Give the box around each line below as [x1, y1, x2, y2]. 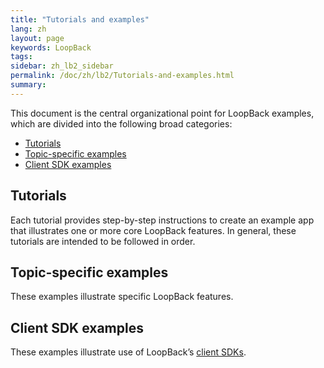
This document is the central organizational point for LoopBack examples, [10, 107, 315, 119]
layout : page [10, 33, 65, 43]
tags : [10, 52, 33, 62]
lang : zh [10, 24, 47, 34]
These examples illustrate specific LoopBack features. [10, 291, 234, 303]
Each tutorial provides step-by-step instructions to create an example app [10, 214, 315, 226]
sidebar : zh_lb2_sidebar [10, 61, 114, 71]
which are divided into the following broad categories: [10, 117, 233, 130]
